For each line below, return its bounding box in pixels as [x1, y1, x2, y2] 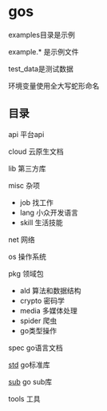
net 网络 [8, 235, 35, 244]
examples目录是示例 [8, 30, 76, 39]
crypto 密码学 [19, 296, 65, 305]
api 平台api [8, 129, 45, 139]
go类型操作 [19, 325, 57, 335]
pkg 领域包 [8, 268, 44, 278]
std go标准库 [8, 360, 50, 369]
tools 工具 [8, 393, 41, 403]
